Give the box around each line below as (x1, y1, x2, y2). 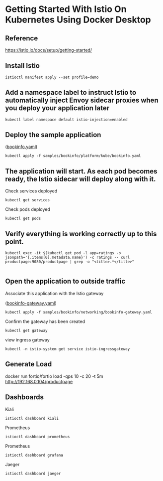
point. (5, 237, 24, 246)
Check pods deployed (5, 206, 51, 212)
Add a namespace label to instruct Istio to (5, 88, 137, 97)
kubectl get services (5, 198, 50, 203)
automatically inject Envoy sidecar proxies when (5, 96, 159, 105)
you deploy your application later (5, 104, 110, 113)
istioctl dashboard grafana (5, 453, 64, 458)
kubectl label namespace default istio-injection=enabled (5, 117, 128, 122)
